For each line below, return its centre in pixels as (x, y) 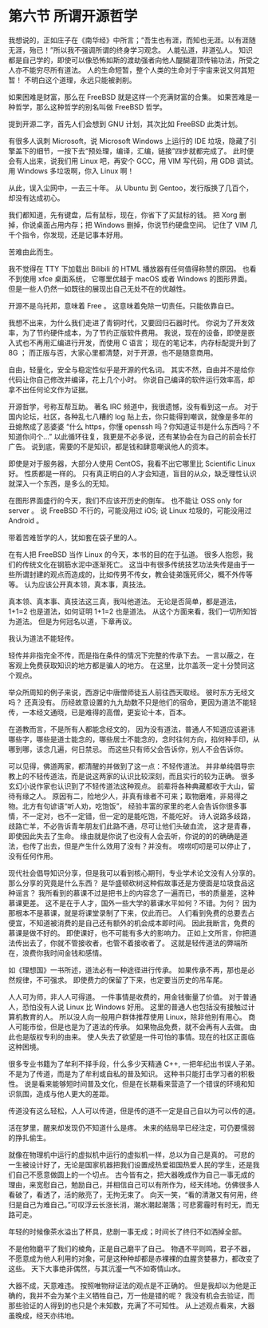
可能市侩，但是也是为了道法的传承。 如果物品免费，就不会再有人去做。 (131, 1027)
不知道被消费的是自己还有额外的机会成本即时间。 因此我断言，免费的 (142, 923)
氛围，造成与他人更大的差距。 (64, 1093)
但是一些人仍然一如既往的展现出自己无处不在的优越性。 (99, 288)
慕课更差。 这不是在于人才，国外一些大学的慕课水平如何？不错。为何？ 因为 (132, 903)
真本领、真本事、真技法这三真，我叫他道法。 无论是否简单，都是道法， (124, 601)
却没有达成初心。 (36, 197)
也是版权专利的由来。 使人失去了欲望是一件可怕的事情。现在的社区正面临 (135, 1036)
